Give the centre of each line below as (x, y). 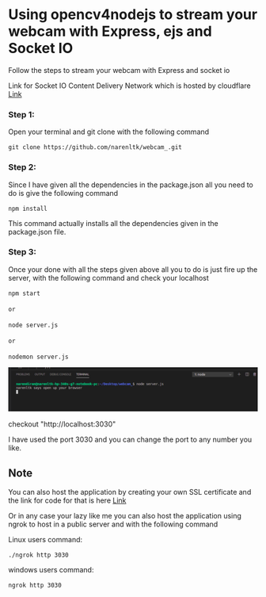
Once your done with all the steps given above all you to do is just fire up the (133, 269)
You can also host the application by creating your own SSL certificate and (130, 492)
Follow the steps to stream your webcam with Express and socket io (119, 70)
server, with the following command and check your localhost (109, 277)
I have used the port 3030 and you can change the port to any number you (130, 440)
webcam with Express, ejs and (110, 31)
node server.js (33, 325)
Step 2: (23, 167)
